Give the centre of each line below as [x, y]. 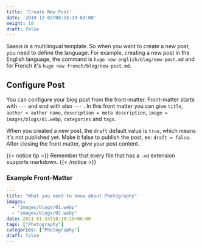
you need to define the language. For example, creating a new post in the [98, 53]
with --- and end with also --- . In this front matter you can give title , [95, 106]
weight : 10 [20, 23]
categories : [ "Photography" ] [43, 230]
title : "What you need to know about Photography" [72, 196]
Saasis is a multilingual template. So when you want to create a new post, [98, 46]
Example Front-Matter [40, 177]
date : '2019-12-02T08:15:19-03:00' [51, 18]
